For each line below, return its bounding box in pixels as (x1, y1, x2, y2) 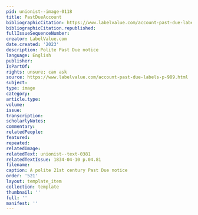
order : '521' (6, 173, 38, 179)
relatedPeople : (6, 129, 44, 135)
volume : (6, 101, 25, 108)
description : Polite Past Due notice (6, 47, 99, 53)
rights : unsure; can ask (6, 69, 67, 75)
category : (6, 91, 31, 97)
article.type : (6, 96, 41, 102)
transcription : (6, 113, 44, 118)
